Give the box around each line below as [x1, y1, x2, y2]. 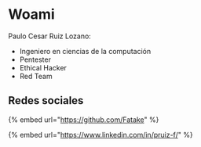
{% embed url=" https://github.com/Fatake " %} [8, 115, 159, 124]
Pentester [19, 55, 51, 64]
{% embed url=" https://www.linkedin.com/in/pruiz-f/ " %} [8, 130, 194, 139]
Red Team [19, 71, 53, 81]
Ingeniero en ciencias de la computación [19, 46, 152, 56]
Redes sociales [8, 94, 84, 107]
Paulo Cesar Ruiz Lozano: [8, 31, 92, 41]
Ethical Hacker [19, 63, 67, 72]
